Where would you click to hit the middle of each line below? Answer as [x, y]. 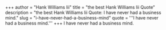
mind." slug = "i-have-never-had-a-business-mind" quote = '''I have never [82, 18]
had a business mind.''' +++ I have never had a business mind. [69, 23]
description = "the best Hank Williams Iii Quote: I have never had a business [83, 12]
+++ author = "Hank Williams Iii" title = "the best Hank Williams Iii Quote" [80, 7]
